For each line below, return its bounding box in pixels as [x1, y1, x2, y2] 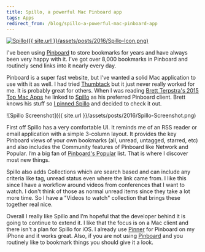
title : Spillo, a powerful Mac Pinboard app [6, 9, 122, 15]
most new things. [6, 156, 50, 164]
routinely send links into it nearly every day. [6, 62, 117, 69]
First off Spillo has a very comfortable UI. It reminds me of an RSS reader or [6, 124, 198, 131]
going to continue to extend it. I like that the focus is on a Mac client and [6, 219, 189, 227]
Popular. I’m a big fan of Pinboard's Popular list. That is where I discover [6, 150, 188, 157]
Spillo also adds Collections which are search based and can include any [6, 168, 191, 175]
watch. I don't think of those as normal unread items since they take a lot [6, 188, 190, 195]
